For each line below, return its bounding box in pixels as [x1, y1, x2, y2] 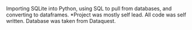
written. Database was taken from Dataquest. [6, 18, 116, 24]
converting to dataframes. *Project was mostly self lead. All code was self [6, 11, 187, 18]
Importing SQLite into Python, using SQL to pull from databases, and [6, 5, 172, 12]
